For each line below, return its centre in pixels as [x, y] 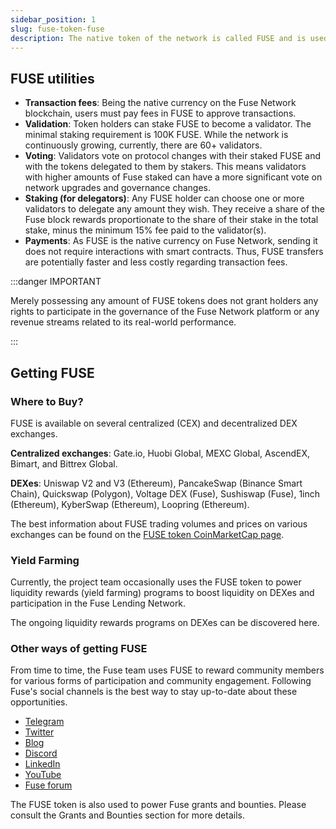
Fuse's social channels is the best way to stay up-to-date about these [154, 692]
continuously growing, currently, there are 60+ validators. [143, 145]
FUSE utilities [52, 78]
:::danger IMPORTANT [56, 282]
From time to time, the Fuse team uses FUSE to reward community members [167, 670]
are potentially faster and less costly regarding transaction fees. [156, 262]
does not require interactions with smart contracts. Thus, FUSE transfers [174, 252]
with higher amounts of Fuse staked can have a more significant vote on [173, 177]
